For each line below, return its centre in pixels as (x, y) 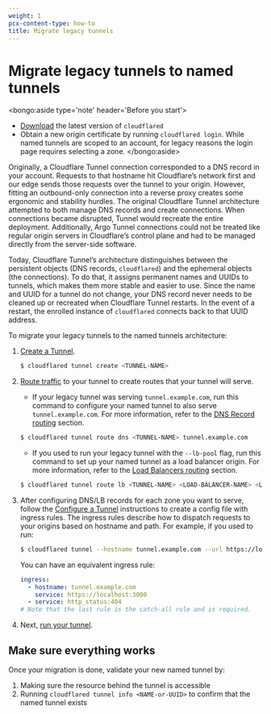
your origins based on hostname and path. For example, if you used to (137, 526)
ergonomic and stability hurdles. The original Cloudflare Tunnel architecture (134, 202)
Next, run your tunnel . (56, 625)
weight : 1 (25, 16)
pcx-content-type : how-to (52, 23)
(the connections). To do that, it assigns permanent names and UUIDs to (128, 277)
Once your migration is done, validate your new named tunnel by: (117, 670)
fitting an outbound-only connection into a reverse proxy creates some (126, 193)
